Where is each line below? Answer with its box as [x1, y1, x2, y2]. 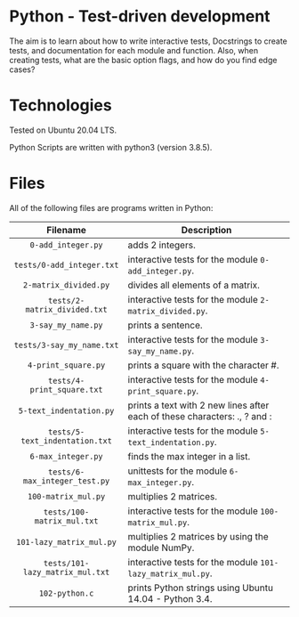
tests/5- [47, 426, 85, 437]
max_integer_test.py [22, 475, 110, 486]
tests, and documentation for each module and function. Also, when [9, 45, 259, 55]
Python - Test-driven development [9, 6, 271, 27]
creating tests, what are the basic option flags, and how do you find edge [9, 54, 278, 65]
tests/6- [47, 467, 85, 477]
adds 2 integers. [127, 239, 196, 251]
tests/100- [43, 507, 90, 517]
